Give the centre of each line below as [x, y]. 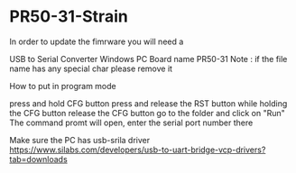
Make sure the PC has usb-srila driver [80, 140]
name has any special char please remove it [91, 68]
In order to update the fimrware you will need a [97, 41]
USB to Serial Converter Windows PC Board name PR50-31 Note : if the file [148, 59]
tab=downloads [38, 159]
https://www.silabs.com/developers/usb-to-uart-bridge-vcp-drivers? [138, 150]
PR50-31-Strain [69, 17]
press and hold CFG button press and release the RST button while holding [148, 103]
